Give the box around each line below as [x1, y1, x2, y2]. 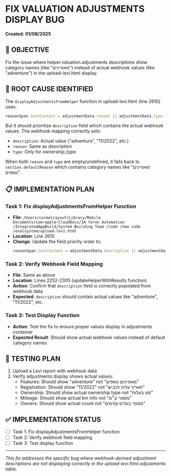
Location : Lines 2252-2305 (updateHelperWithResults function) [12, 277, 147, 283]
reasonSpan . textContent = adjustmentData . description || [12, 248, 136, 254]
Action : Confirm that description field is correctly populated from [12, 283, 151, 289]
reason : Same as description [12, 143, 72, 149]
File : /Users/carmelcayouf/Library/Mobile [12, 215, 101, 221]
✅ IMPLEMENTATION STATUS [5, 415, 101, 424]
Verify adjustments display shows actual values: [12, 373, 113, 380]
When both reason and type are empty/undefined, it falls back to [5, 158, 140, 165]
